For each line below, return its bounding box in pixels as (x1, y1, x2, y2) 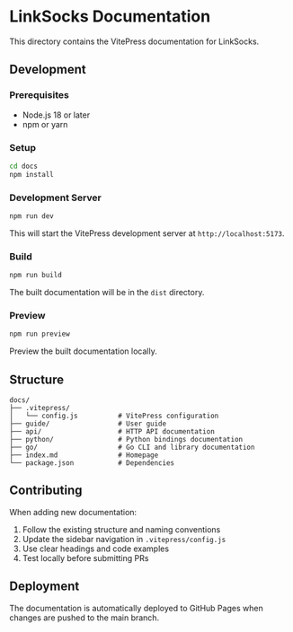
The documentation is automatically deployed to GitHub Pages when (9, 602, 263, 613)
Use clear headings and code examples (22, 543, 169, 554)
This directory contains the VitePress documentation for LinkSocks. (9, 36, 260, 47)
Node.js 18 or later (22, 110, 91, 120)
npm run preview (9, 329, 70, 338)
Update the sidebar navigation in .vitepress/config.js (22, 533, 226, 544)
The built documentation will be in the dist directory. (9, 287, 205, 298)
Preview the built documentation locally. (9, 346, 157, 356)
